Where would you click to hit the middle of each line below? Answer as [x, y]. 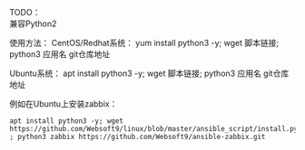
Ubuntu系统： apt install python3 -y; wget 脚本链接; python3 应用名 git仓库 [149, 73]
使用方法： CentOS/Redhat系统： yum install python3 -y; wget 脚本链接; [144, 43]
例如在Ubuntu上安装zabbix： [64, 104]
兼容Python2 [33, 23]
